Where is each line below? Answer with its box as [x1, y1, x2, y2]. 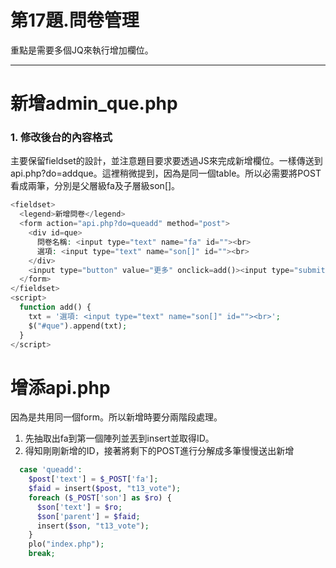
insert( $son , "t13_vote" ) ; [36, 521, 150, 531]
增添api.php [10, 376, 111, 399]
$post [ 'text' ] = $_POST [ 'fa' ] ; [28, 474, 159, 485]
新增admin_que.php [10, 92, 178, 115]
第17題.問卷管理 [10, 9, 140, 32]
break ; [28, 549, 56, 559]
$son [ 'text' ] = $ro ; [36, 502, 123, 512]
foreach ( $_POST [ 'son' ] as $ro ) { [28, 492, 172, 503]
